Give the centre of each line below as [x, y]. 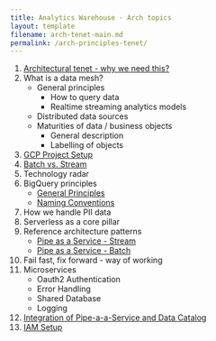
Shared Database [69, 299]
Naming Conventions [76, 203]
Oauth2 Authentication [78, 280]
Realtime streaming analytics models [118, 107]
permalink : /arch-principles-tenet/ [79, 43]
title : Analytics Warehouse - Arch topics [91, 18]
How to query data [85, 97]
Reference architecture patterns [82, 232]
